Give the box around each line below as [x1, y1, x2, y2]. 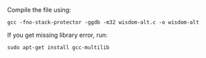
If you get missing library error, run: [7, 31, 109, 39]
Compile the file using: [7, 6, 71, 14]
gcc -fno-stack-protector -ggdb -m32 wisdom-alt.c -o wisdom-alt [7, 19, 199, 26]
